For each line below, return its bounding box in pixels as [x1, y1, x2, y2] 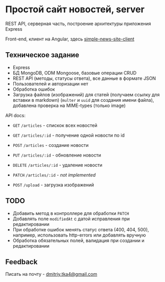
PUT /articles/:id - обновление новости [12, 152, 101, 158]
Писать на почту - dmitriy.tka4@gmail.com [5, 271, 97, 277]
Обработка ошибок [12, 86, 55, 92]
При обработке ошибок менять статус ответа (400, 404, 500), [12, 226, 150, 232]
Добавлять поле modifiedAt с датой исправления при [12, 215, 130, 222]
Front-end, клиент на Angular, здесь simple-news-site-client [5, 36, 135, 42]
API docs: [5, 112, 26, 118]
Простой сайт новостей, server [5, 4, 145, 15]
